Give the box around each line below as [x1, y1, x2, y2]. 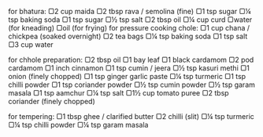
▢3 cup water [8, 40, 54, 49]
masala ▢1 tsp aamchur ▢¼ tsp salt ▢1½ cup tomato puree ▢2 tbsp [8, 88, 230, 97]
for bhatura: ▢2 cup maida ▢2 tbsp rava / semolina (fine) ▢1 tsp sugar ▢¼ [8, 7, 252, 16]
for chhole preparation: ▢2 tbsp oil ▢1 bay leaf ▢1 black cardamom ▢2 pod [8, 55, 254, 64]
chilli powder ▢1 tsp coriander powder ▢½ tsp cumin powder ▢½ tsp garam [8, 80, 256, 89]
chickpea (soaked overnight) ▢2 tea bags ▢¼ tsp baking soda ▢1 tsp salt [8, 31, 248, 41]
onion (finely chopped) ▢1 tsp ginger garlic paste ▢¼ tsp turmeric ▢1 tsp [8, 72, 246, 81]
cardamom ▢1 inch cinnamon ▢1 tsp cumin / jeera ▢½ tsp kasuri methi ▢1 [8, 63, 250, 73]
